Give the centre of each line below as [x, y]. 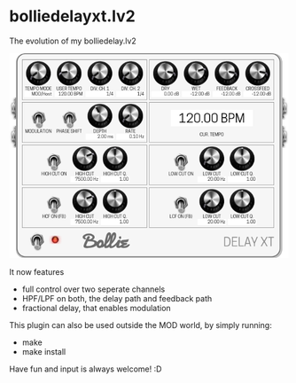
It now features [37, 272]
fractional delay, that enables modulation [96, 309]
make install [44, 352]
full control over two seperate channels [93, 289]
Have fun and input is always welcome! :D [86, 369]
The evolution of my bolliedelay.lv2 [73, 41]
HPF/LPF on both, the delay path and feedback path [117, 299]
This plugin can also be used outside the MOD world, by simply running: [140, 325]
